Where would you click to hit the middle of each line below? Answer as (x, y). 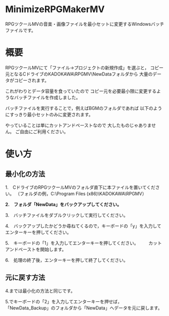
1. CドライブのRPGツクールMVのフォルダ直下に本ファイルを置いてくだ (80, 187)
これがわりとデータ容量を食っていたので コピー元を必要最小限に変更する (81, 91)
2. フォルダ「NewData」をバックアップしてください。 (64, 204)
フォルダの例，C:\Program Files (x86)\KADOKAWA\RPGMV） (83, 193)
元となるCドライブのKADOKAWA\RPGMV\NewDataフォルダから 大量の (79, 74)
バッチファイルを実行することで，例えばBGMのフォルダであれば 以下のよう (84, 108)
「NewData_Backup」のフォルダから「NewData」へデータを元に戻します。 (84, 308)
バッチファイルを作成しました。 (47, 97)
